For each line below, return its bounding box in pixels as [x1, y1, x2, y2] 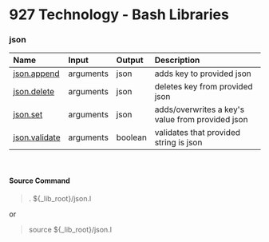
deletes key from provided [154, 81, 254, 93]
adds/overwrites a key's [154, 104, 245, 115]
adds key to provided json [154, 68, 251, 79]
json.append [13, 68, 60, 79]
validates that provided [154, 127, 241, 138]
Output [116, 54, 144, 65]
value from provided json [154, 114, 248, 125]
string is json [154, 137, 203, 149]
